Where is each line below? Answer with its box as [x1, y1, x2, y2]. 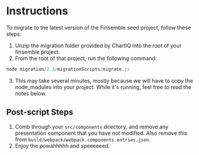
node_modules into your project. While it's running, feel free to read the [14, 83, 192, 90]
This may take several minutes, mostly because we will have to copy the [14, 77, 194, 84]
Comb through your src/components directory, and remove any [14, 123, 169, 130]
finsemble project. [14, 48, 60, 55]
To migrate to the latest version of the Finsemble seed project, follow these [6, 24, 191, 31]
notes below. [14, 90, 47, 97]
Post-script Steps [6, 107, 74, 117]
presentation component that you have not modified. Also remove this [14, 129, 188, 136]
